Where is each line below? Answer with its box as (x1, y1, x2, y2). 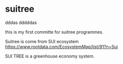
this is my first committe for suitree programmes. (5, 29, 104, 35)
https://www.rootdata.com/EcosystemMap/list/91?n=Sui (5, 43, 118, 49)
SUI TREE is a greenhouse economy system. (5, 53, 95, 59)
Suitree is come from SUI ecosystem (5, 38, 79, 44)
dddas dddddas (5, 20, 37, 25)
